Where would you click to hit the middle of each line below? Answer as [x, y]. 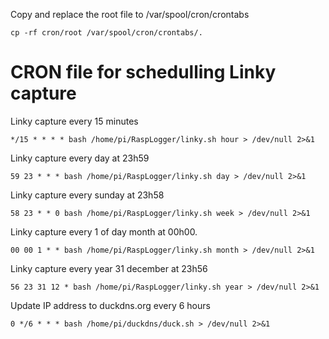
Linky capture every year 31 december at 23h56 [109, 268]
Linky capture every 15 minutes [74, 121]
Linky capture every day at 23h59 [80, 158]
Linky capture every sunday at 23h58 [87, 195]
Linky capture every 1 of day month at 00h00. [104, 231]
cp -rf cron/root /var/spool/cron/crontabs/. [106, 33]
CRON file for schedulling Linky [143, 72]
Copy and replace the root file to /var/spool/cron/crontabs [130, 14]
